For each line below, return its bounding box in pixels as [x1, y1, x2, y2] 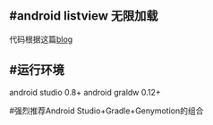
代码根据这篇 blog [9, 34, 73, 45]
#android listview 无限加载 [9, 8, 158, 24]
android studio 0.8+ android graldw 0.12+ [9, 87, 161, 97]
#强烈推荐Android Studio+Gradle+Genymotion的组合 [9, 105, 204, 116]
